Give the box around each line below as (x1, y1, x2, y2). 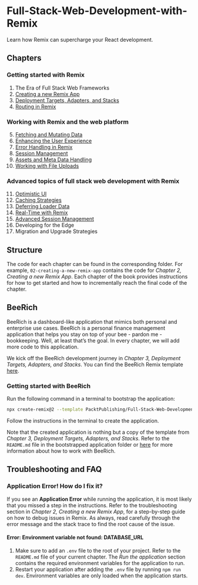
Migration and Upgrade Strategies (15, 228, 98, 235)
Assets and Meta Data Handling (15, 156, 92, 163)
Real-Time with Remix (15, 209, 68, 216)
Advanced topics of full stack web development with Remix (6, 177, 180, 185)
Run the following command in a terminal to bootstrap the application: (6, 395, 175, 403)
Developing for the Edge (15, 222, 75, 229)
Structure (6, 245, 43, 255)
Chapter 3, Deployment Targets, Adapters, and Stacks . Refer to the (6, 435, 170, 442)
